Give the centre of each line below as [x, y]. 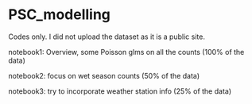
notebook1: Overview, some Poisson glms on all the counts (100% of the [126, 52]
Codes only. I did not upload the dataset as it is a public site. [107, 37]
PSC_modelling [60, 15]
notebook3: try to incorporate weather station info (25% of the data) [120, 91]
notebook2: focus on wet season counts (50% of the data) [104, 75]
